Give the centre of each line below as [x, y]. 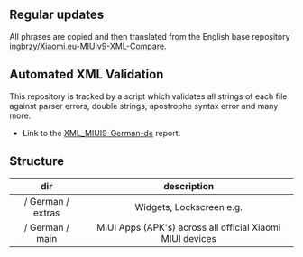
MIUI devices [188, 239]
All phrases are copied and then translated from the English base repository [150, 36]
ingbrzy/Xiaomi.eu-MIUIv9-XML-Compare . [88, 46]
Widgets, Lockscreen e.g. [189, 207]
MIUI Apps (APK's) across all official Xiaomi [188, 227]
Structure [37, 161]
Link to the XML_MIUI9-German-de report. [101, 133]
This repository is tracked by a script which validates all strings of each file [148, 96]
